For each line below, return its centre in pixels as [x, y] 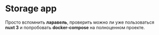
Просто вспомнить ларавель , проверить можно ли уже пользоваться [80, 22]
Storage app [31, 9]
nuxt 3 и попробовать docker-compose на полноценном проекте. [75, 27]
